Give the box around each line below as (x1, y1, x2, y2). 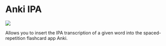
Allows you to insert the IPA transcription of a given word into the (5, 29, 142, 36)
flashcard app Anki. (26, 35, 68, 41)
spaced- (143, 29, 161, 36)
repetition (5, 35, 26, 41)
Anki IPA (5, 4, 42, 15)
